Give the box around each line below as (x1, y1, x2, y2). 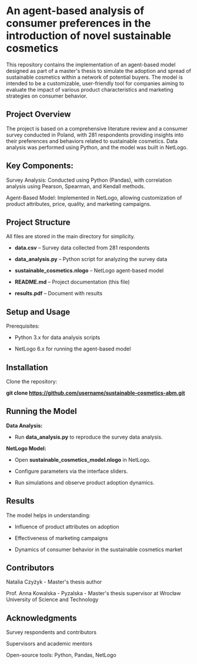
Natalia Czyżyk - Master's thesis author (6, 578, 102, 586)
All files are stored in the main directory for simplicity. (6, 233, 135, 240)
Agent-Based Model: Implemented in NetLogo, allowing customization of (6, 194, 182, 201)
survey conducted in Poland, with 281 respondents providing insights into (6, 131, 184, 138)
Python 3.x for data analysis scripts (14, 334, 101, 341)
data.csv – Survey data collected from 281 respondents (14, 244, 150, 251)
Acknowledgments (6, 613, 78, 623)
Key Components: (6, 161, 74, 171)
